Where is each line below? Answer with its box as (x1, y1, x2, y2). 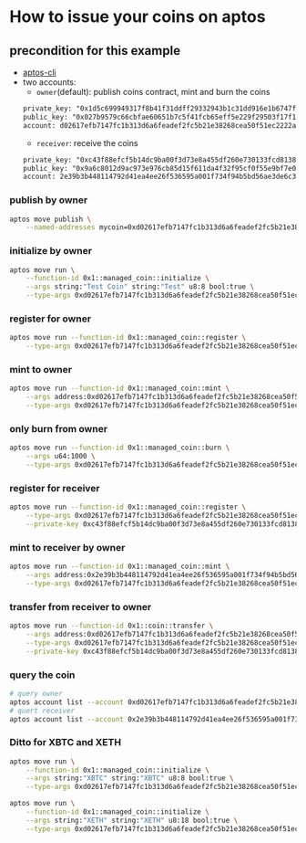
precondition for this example (9, 43, 180, 58)
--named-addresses (25, 223, 96, 232)
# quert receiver (9, 706, 76, 715)
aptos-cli (22, 67, 56, 78)
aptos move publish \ (9, 215, 92, 224)
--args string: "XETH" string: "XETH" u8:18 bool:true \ (25, 816, 239, 825)
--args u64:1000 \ (25, 452, 96, 461)
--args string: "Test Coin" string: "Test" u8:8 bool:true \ (25, 282, 255, 291)
